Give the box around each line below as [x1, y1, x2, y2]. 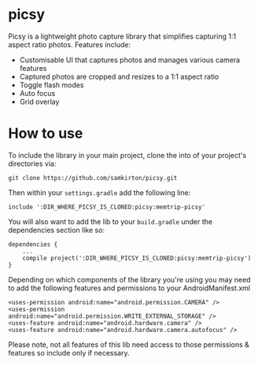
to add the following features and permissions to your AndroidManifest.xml [8, 283, 250, 293]
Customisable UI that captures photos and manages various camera [19, 55, 241, 65]
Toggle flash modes [19, 80, 84, 90]
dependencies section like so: [8, 225, 105, 234]
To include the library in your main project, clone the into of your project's [8, 150, 247, 160]
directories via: [8, 159, 57, 168]
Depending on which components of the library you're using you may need [8, 275, 251, 284]
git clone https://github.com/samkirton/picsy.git [8, 174, 178, 182]
